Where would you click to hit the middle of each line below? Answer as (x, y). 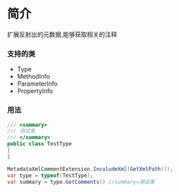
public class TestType (39, 144)
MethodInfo (33, 77)
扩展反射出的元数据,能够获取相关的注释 (62, 34)
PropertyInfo (35, 91)
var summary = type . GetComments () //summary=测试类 (81, 182)
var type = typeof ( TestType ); (50, 176)
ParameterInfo (37, 84)
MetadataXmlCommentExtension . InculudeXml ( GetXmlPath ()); (90, 169)
